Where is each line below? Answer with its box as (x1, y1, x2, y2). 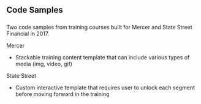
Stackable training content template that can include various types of (15, 53, 190, 61)
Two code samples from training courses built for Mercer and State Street (6, 23, 193, 31)
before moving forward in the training (15, 90, 110, 97)
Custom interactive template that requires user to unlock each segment (15, 84, 195, 91)
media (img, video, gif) (15, 60, 72, 67)
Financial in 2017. (6, 30, 50, 37)
